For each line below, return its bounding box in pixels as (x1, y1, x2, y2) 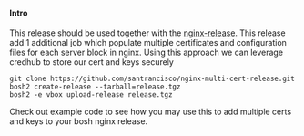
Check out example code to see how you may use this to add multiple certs (9, 106, 292, 118)
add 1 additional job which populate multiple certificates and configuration (9, 37, 287, 48)
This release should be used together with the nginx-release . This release (9, 27, 286, 38)
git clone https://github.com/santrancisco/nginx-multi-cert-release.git (9, 74, 296, 84)
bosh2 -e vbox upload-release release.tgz (9, 90, 173, 99)
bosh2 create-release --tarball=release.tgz (9, 82, 181, 91)
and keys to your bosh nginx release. (9, 116, 148, 127)
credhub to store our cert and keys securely (9, 57, 175, 68)
